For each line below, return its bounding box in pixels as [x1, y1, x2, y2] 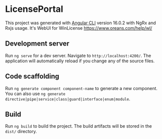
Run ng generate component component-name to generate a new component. [5, 85, 158, 91]
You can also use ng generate [5, 91, 66, 96]
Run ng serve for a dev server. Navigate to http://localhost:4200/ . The [5, 52, 152, 58]
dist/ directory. [5, 129, 37, 135]
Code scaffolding [5, 72, 59, 81]
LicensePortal [5, 3, 63, 15]
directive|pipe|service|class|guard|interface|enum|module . [5, 95, 130, 102]
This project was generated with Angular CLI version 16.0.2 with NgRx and [5, 20, 156, 26]
